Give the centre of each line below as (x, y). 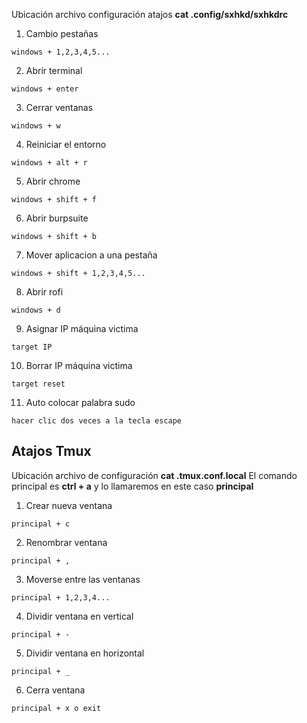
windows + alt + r (49, 163)
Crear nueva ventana (69, 505)
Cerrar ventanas (59, 107)
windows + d (36, 310)
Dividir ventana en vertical (79, 616)
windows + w (36, 126)
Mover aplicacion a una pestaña (91, 255)
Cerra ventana (55, 690)
